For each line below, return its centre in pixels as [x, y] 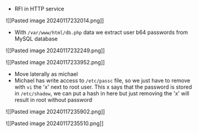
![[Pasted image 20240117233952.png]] [55, 62]
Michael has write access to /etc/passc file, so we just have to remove [102, 80]
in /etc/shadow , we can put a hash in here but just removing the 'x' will [102, 93]
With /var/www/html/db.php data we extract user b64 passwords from [101, 32]
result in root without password [53, 100]
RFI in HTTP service [39, 9]
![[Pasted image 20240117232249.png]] [55, 50]
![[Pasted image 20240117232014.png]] [55, 20]
